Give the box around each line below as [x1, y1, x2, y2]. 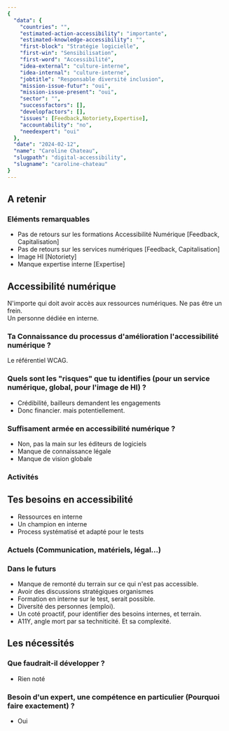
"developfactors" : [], [20, 108, 86, 115]
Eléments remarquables [7, 214, 90, 224]
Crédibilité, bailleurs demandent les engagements [17, 399, 161, 407]
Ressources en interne [17, 512, 83, 521]
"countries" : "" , [20, 23, 71, 30]
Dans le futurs [7, 564, 57, 574]
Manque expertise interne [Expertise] [17, 260, 125, 269]
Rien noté [17, 674, 46, 683]
